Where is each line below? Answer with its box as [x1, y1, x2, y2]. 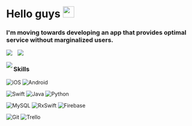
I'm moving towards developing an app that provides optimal [6, 29, 187, 37]
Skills [13, 65, 30, 73]
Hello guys [6, 7, 61, 21]
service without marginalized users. [6, 36, 114, 44]
